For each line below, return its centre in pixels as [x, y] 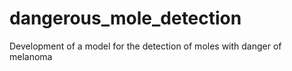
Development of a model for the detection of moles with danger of [145, 46]
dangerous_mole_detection [125, 18]
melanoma [31, 56]
